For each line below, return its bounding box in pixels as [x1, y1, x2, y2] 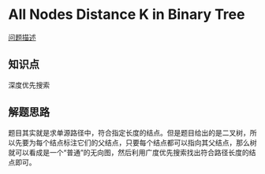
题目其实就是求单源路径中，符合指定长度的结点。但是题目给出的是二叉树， [8, 128, 250, 137]
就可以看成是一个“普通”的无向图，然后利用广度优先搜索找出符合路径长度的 [8, 147, 250, 157]
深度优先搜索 [8, 80, 50, 90]
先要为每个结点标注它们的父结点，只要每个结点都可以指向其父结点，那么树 [14, 138, 257, 147]
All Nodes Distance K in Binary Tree [8, 6, 245, 24]
